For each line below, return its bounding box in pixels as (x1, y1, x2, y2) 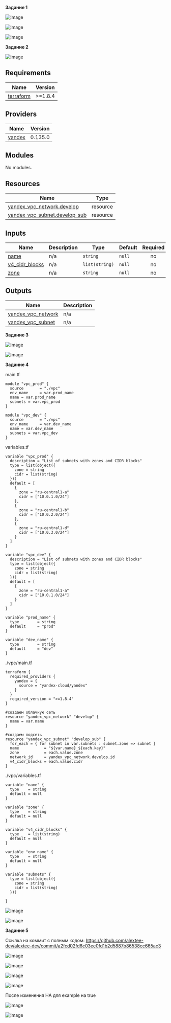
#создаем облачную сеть (5, 710, 56, 715)
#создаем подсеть (5, 732, 42, 737)
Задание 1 (5, 5, 28, 10)
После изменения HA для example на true (5, 992, 96, 998)
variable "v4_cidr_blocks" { (5, 827, 67, 832)
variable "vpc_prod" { (5, 453, 53, 459)
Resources (5, 179, 40, 188)
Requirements (5, 69, 51, 77)
